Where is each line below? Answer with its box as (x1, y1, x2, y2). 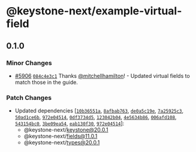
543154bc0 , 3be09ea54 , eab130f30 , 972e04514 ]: (14, 120, 125, 127)
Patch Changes (6, 93, 52, 102)
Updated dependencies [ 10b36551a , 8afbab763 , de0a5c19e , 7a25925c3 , (14, 107, 184, 114)
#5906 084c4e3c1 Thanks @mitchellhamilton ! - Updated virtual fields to (14, 72, 190, 79)
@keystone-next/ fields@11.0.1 (23, 133, 98, 140)
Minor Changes (6, 59, 52, 67)
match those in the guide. (14, 78, 78, 86)
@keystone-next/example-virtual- (6, 4, 182, 18)
